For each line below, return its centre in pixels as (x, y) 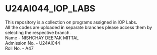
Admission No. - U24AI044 (33, 43)
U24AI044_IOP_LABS (50, 9)
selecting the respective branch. (38, 32)
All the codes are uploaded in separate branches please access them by (78, 27)
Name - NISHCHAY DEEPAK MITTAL (42, 38)
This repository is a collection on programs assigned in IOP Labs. (71, 22)
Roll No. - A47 (19, 48)
